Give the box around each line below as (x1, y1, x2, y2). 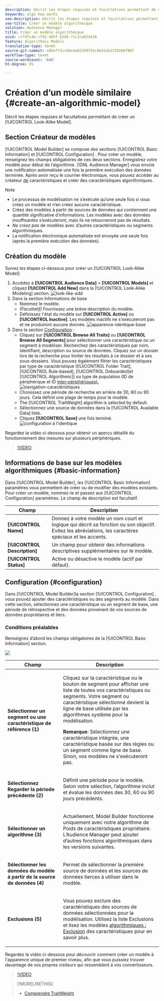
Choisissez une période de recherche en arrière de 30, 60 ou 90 (19, 389, 149, 395)
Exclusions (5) (7, 915, 42, 922)
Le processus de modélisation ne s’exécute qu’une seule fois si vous (12, 196, 150, 202)
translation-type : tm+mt (5, 44, 56, 48)
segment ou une (7, 714, 46, 720)
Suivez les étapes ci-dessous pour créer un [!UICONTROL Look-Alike (5, 265, 144, 271)
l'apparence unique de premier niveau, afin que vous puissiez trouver (5, 956, 145, 962)
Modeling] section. (12, 290, 50, 296)
